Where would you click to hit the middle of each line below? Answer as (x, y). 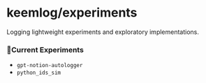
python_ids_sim (39, 73)
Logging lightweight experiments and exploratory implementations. (103, 32)
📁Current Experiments (45, 50)
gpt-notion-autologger (50, 66)
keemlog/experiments (72, 13)
